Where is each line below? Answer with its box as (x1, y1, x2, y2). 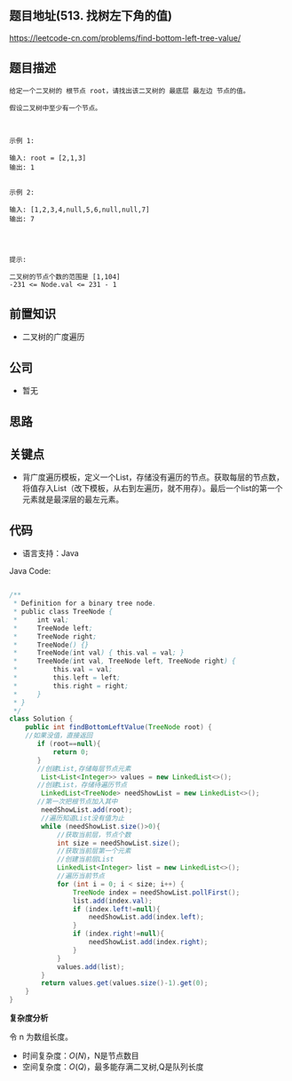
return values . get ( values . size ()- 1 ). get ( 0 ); (41, 979, 209, 988)
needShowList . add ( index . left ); (88, 913, 204, 922)
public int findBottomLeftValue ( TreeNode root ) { (25, 723, 213, 732)
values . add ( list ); (56, 962, 125, 971)
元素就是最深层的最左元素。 (21, 494, 124, 505)
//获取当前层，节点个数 (56, 830, 131, 839)
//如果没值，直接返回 (25, 731, 93, 740)
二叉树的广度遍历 (21, 331, 85, 342)
